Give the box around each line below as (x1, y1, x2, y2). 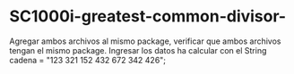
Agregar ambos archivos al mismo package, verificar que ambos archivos (9, 36, 281, 46)
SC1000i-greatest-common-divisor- (9, 6, 287, 27)
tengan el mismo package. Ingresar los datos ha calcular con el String (9, 45, 267, 55)
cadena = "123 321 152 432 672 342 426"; (9, 54, 167, 65)
